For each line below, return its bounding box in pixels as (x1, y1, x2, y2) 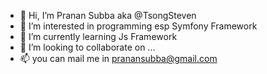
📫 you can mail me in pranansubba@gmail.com (19, 53, 218, 64)
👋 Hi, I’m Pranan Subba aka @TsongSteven (19, 10, 197, 21)
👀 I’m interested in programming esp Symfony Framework (19, 20, 258, 32)
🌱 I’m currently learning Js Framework (19, 31, 178, 42)
